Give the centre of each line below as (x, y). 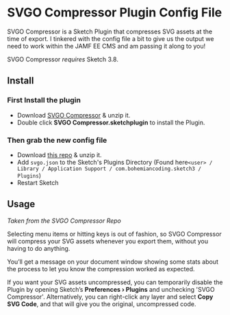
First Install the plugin (44, 100)
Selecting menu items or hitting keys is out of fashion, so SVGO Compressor (115, 234)
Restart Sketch (38, 182)
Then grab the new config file (57, 140)
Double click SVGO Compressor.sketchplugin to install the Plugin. (111, 122)
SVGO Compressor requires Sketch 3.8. (63, 59)
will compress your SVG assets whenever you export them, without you (108, 241)
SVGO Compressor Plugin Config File (115, 13)
